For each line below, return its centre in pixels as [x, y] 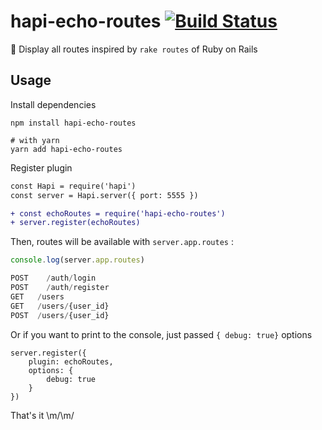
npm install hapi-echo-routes [73, 123]
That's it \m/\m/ [42, 415]
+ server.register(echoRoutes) [75, 223]
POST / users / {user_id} [60, 315]
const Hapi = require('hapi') [73, 186]
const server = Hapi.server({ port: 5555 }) [104, 195]
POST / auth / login [53, 278]
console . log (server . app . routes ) [77, 260]
